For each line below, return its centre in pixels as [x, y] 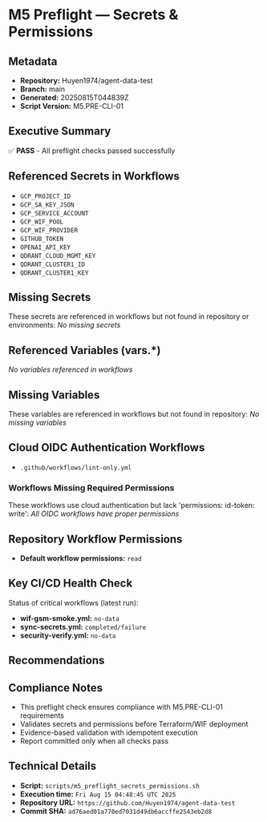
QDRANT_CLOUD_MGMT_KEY [58, 256]
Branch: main [42, 89]
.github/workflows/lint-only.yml [76, 467]
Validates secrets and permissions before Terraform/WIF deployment [134, 724]
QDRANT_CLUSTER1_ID [53, 264]
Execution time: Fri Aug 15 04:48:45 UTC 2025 [98, 794]
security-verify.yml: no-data [68, 635]
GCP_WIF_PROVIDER [49, 230]
